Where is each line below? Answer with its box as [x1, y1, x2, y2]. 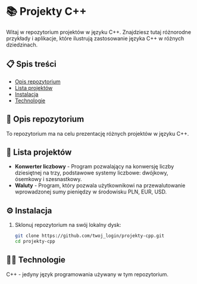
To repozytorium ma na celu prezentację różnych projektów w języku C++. [6, 130, 189, 137]
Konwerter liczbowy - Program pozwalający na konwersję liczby [14, 163, 174, 170]
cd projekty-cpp [14, 239, 55, 245]
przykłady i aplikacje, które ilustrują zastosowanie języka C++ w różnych [6, 35, 185, 42]
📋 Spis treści [6, 59, 57, 69]
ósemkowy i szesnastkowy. [14, 176, 82, 183]
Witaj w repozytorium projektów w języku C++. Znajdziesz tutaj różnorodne [6, 28, 192, 36]
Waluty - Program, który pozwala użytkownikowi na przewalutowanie [14, 182, 186, 189]
